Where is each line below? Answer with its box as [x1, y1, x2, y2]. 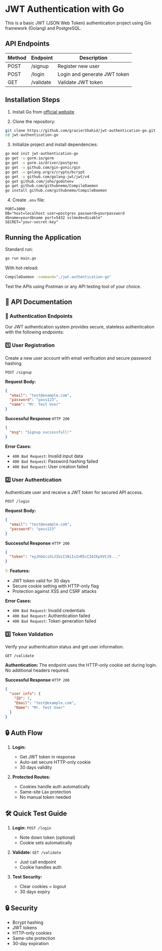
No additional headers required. [5, 667, 70, 673]
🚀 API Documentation [5, 298, 73, 306]
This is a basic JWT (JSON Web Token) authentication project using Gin [5, 20, 152, 26]
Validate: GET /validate [12, 849, 62, 855]
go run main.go [5, 256, 37, 261]
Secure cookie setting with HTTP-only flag [12, 583, 99, 589]
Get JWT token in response [19, 754, 76, 760]
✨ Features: [5, 568, 30, 574]
